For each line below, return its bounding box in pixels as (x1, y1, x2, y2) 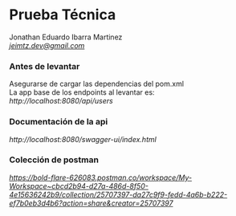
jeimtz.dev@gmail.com (9, 40, 85, 50)
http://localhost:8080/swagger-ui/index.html (9, 134, 157, 144)
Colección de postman (9, 154, 100, 165)
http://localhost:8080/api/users (9, 96, 113, 106)
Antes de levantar (9, 60, 80, 71)
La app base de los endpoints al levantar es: (9, 88, 155, 97)
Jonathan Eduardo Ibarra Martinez (9, 32, 123, 42)
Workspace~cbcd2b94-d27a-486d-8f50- (9, 181, 149, 190)
